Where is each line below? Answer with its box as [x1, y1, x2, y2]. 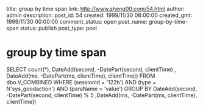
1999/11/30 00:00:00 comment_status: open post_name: [6, 18, 148, 25]
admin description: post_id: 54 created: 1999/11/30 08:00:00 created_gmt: [6, 12, 193, 19]
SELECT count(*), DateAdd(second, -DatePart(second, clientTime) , [6, 66, 177, 73]
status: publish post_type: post [20, 24, 98, 32]
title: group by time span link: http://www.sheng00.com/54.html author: [6, 5, 185, 12]
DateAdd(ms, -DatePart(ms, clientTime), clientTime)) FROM [6, 72, 155, 79]
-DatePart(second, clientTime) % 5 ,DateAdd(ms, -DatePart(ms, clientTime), [6, 91, 198, 99]
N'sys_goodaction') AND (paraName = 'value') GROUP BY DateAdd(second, [6, 85, 198, 92]
